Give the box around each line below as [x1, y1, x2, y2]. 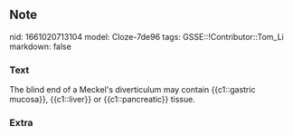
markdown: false [9, 41, 72, 52]
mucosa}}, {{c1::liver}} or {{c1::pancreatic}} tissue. [9, 94, 196, 105]
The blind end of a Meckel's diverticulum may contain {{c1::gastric [9, 84, 256, 95]
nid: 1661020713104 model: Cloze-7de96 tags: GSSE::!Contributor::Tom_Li [9, 31, 285, 42]
